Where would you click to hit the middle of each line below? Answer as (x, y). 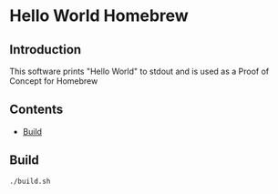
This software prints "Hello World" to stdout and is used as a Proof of (139, 71)
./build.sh (30, 181)
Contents (36, 110)
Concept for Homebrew (54, 81)
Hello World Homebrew (99, 16)
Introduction (46, 50)
